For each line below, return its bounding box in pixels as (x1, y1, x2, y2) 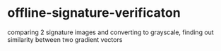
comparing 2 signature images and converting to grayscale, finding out (7, 28, 214, 36)
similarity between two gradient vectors (7, 35, 123, 43)
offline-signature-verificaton (7, 5, 181, 21)
